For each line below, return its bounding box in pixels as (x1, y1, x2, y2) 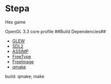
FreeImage (12, 59, 34, 64)
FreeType (12, 53, 31, 59)
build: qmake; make (5, 73, 45, 79)
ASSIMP (12, 48, 29, 54)
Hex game (5, 19, 26, 25)
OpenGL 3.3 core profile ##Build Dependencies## (5, 28, 106, 34)
